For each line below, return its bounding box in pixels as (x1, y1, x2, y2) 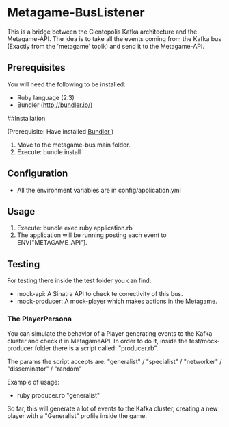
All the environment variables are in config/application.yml (16, 186, 181, 194)
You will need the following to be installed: (7, 80, 126, 88)
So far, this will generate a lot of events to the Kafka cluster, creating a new (7, 404, 218, 413)
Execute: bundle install (16, 147, 81, 156)
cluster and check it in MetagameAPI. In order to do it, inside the (7, 337, 188, 345)
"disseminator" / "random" (7, 365, 82, 373)
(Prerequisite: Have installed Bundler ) (7, 127, 114, 135)
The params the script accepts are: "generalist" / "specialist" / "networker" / (7, 358, 222, 366)
